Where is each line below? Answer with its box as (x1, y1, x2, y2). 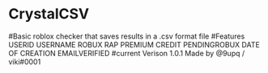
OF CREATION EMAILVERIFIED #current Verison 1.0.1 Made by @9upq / (8, 48, 245, 58)
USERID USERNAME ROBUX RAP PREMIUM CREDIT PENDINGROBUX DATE (8, 39, 261, 49)
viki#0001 (8, 57, 41, 67)
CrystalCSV (8, 5, 90, 23)
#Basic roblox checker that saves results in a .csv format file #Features (8, 31, 245, 41)
